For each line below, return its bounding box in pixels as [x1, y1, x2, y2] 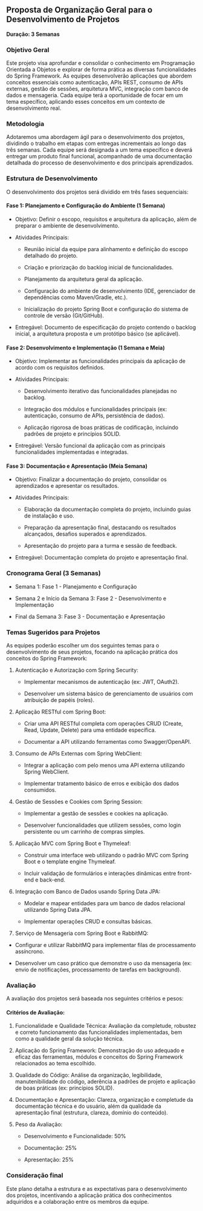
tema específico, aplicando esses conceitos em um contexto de [6, 98, 165, 106]
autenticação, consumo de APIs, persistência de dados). [24, 412, 165, 419]
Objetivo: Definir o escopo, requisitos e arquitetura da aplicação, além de [14, 215, 197, 223]
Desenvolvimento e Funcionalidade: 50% [24, 1133, 126, 1140]
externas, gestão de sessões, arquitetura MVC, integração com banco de [6, 85, 188, 93]
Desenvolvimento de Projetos [6, 15, 120, 25]
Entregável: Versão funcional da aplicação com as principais [14, 442, 166, 450]
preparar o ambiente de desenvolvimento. [14, 221, 120, 229]
